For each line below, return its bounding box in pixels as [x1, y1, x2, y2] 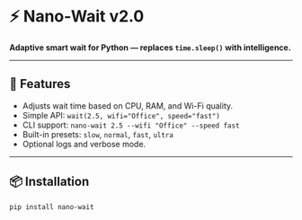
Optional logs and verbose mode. [22, 138, 147, 149]
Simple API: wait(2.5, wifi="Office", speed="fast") [22, 110, 220, 120]
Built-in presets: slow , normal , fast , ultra [22, 128, 173, 139]
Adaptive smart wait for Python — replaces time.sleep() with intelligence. [9, 41, 292, 53]
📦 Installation [9, 174, 90, 189]
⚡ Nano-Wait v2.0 [9, 6, 145, 27]
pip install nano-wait [9, 202, 94, 211]
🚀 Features [9, 76, 71, 92]
